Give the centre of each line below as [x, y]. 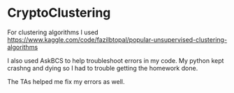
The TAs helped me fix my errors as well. [66, 81]
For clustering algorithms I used [53, 32]
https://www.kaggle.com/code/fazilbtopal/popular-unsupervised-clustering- [117, 39]
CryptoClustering [59, 13]
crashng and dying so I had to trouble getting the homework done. [103, 68]
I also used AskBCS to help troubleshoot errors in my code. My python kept [116, 60]
